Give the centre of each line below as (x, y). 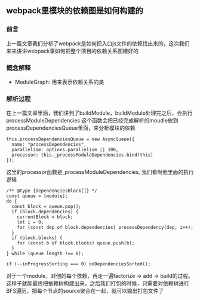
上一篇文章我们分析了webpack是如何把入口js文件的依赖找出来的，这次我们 (98, 43)
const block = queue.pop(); (47, 207)
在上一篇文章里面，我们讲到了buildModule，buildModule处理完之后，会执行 (99, 113)
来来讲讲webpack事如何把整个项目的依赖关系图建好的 (73, 51)
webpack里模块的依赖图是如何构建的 (75, 11)
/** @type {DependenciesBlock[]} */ (52, 191)
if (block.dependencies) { (45, 212)
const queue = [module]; (37, 196)
